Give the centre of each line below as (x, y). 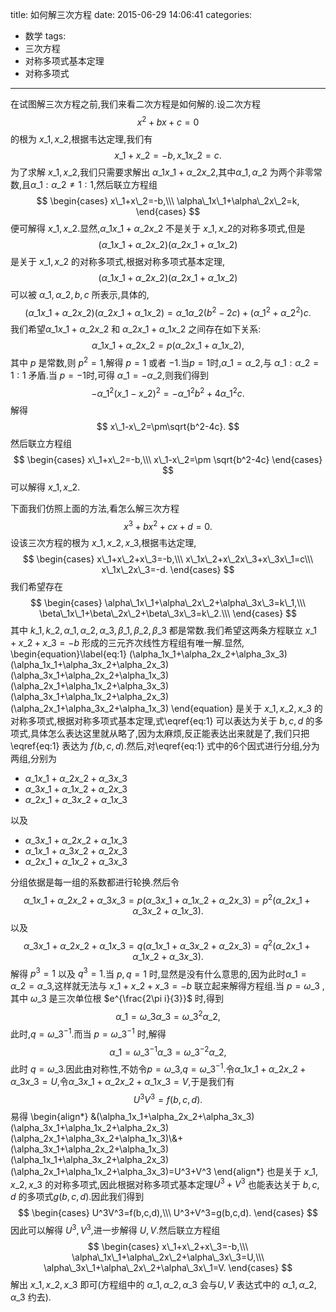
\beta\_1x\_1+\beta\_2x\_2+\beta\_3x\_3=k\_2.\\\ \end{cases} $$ (168, 614)
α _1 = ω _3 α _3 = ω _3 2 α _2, (168, 1015)
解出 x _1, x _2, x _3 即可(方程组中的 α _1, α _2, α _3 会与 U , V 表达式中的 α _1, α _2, (163, 1284)
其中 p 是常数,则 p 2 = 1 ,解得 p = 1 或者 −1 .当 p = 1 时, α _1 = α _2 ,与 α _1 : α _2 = (165, 361)
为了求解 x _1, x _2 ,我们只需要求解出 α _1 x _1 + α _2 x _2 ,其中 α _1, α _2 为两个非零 (162, 172)
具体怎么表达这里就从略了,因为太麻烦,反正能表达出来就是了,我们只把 (170, 734)
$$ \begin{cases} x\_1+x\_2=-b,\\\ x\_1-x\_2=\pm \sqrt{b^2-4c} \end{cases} (168, 459)
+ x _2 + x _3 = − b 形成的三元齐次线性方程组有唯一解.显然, (127, 643)
